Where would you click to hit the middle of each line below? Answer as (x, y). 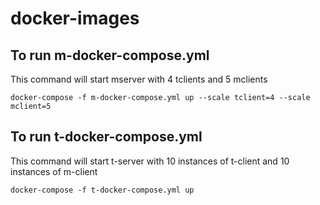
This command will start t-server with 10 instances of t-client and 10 (150, 161)
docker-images (75, 18)
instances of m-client (54, 171)
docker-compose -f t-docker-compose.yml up (102, 190)
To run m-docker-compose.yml (110, 55)
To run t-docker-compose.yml (106, 137)
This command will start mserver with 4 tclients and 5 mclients (139, 79)
